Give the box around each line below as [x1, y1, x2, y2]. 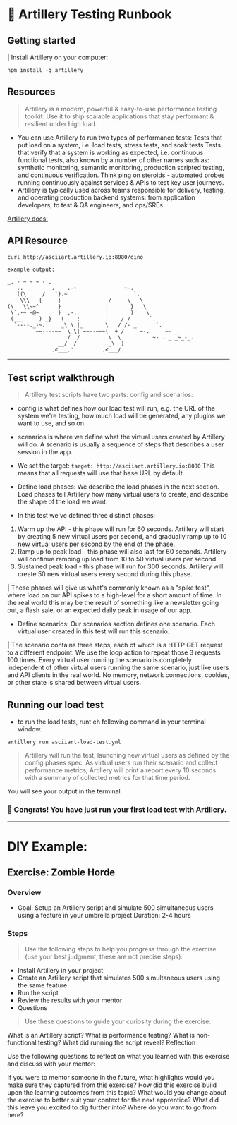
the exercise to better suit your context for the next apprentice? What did [7, 1095, 219, 1104]
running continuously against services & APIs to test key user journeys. [17, 178, 224, 186]
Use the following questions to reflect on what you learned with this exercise [7, 1052, 230, 1060]
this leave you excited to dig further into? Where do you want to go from [7, 1103, 217, 1112]
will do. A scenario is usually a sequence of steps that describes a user [17, 440, 224, 449]
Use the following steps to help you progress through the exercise [24, 944, 217, 953]
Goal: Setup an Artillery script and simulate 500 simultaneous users [17, 904, 214, 912]
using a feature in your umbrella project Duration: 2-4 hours [17, 911, 192, 920]
